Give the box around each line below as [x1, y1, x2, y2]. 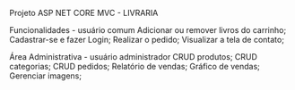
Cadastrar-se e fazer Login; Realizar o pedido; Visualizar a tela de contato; [9, 35, 285, 45]
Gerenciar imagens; [9, 70, 82, 81]
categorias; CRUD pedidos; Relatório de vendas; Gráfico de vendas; [9, 61, 260, 71]
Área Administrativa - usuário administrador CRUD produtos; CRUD [9, 52, 258, 61]
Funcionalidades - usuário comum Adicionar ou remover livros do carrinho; [9, 25, 287, 35]
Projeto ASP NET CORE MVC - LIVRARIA [9, 8, 159, 18]
